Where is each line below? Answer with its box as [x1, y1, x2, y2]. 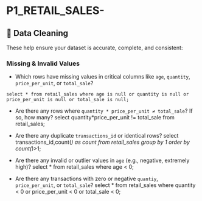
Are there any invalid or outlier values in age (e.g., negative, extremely [15, 157, 190, 164]
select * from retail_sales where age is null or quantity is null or [6, 91, 189, 97]
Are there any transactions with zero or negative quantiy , [15, 175, 158, 183]
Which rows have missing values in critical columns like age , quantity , [15, 73, 190, 80]
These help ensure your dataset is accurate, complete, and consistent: [6, 44, 183, 51]
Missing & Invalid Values [6, 59, 80, 68]
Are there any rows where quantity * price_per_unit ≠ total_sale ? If [15, 107, 193, 115]
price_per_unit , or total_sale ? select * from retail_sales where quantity [15, 182, 196, 189]
